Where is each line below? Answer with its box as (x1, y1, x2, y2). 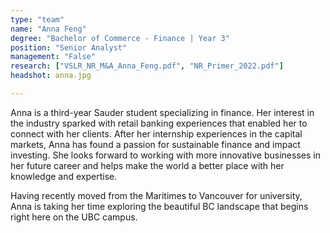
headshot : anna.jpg (10, 71, 92, 81)
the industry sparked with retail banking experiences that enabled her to (10, 117, 308, 129)
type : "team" (10, 14, 65, 25)
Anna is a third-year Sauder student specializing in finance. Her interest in (10, 106, 315, 118)
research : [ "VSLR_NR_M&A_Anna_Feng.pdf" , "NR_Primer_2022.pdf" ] (10, 61, 284, 71)
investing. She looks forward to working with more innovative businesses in (10, 149, 321, 161)
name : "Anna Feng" (10, 24, 87, 34)
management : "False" (10, 52, 97, 62)
